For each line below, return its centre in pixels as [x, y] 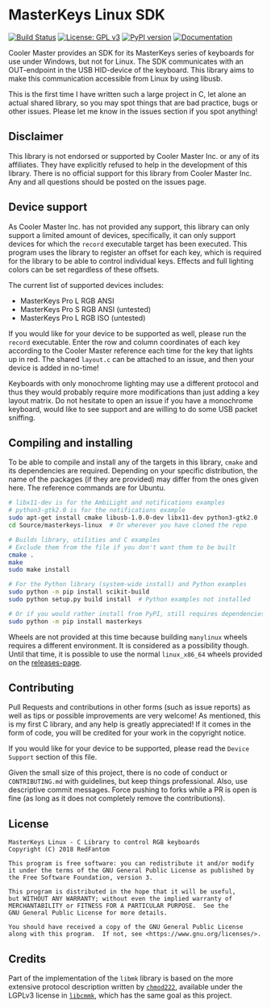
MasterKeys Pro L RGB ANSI [67, 301]
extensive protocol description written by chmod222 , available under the [126, 987]
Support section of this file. [53, 757]
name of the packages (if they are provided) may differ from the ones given [134, 479]
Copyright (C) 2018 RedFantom [59, 850]
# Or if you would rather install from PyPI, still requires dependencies [137, 614]
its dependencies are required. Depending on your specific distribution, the [133, 471]
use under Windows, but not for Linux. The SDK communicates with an [126, 61]
